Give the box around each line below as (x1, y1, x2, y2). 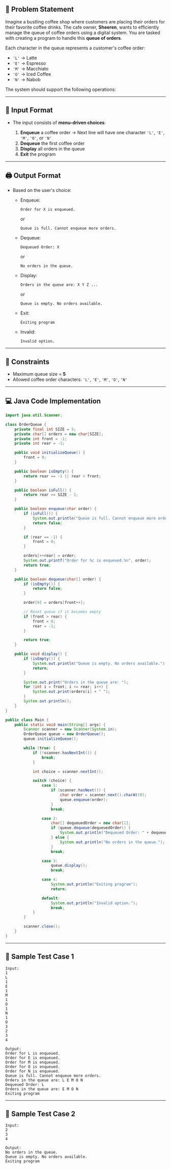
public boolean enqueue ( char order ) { (14, 506, 97, 512)
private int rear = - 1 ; (14, 441, 65, 446)
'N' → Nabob (12, 76, 41, 82)
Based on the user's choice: (12, 187, 72, 193)
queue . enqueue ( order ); (60, 797, 108, 802)
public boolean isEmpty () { (14, 469, 74, 474)
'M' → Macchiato (12, 65, 49, 71)
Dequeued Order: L (5, 1082, 44, 1087)
